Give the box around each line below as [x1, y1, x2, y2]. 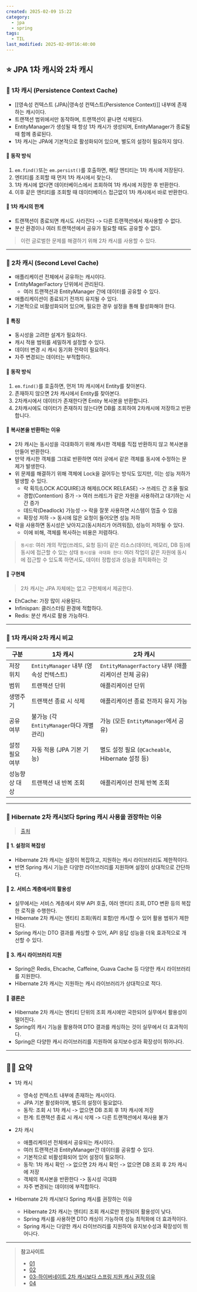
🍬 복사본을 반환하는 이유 [6, 426, 60, 433]
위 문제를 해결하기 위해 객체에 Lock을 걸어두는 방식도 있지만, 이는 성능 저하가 [14, 470, 191, 477]
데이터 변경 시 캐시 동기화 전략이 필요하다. [14, 346, 110, 353]
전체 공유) [123, 670, 150, 679]
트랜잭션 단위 [31, 682, 66, 690]
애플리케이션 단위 [100, 682, 145, 690]
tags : [6, 31, 19, 36]
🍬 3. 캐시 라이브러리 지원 [6, 951, 62, 958]
